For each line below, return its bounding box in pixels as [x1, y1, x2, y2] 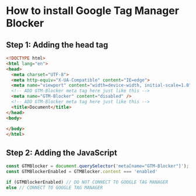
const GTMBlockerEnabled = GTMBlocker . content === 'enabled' [6, 169, 158, 174]
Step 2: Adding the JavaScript [6, 147, 118, 157]
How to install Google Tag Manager [6, 4, 180, 18]
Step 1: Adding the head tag [6, 40, 108, 50]
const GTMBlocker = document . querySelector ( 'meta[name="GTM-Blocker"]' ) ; [6, 163, 190, 169]
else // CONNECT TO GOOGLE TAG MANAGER [6, 184, 103, 191]
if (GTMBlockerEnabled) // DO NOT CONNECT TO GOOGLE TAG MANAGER [6, 179, 168, 185]
